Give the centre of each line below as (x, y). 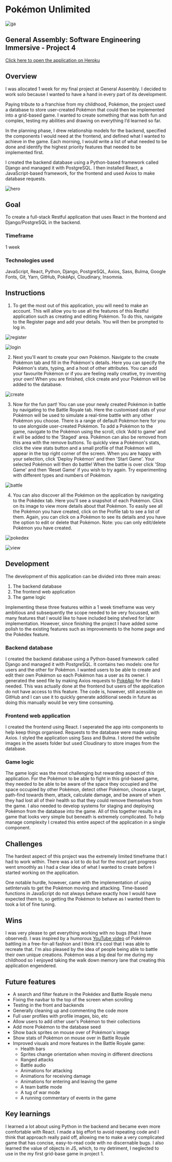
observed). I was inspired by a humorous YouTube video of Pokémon (78, 939)
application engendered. (31, 966)
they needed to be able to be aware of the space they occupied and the (81, 784)
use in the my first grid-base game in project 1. (55, 1153)
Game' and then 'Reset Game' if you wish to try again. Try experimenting (90, 470)
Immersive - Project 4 (41, 48)
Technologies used (30, 260)
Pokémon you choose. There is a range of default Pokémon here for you (89, 421)
